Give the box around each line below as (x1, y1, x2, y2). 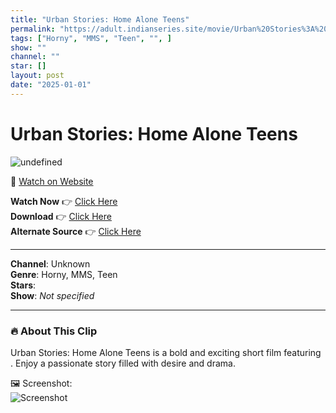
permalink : (10, 24, 56, 34)
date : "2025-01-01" (10, 80, 92, 90)
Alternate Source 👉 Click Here (10, 225, 142, 237)
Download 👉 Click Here (10, 210, 112, 222)
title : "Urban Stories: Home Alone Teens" (10, 14, 190, 25)
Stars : (10, 279, 37, 291)
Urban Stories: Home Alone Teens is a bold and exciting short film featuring (10, 346, 322, 358)
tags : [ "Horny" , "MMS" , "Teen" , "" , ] (10, 33, 172, 43)
